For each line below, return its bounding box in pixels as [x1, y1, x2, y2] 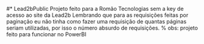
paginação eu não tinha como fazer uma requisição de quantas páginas [6, 18, 187, 25]
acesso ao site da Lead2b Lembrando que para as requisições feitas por [6, 11, 189, 19]
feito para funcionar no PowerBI [6, 31, 87, 38]
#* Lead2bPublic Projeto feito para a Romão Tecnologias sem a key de [6, 5, 184, 12]
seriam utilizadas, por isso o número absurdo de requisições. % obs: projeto [6, 24, 199, 31]
